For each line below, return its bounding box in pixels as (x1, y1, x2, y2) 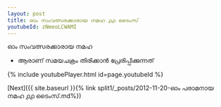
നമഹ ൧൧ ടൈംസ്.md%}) (7, 92, 82, 100)
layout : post (7, 10, 46, 17)
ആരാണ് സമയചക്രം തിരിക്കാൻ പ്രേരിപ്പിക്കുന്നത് (17, 57, 154, 65)
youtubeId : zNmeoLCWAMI (7, 23, 77, 30)
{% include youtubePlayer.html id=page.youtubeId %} (7, 71, 164, 79)
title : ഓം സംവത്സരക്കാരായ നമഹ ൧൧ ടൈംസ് (7, 17, 139, 24)
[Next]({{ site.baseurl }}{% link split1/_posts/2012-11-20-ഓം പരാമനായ (7, 84, 215, 92)
